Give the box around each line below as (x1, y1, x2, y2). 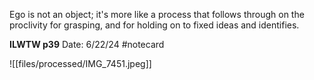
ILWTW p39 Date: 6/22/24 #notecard (9, 39, 165, 50)
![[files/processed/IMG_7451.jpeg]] (9, 58, 152, 69)
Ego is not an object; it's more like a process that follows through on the (9, 9, 305, 20)
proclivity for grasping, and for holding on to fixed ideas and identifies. (9, 19, 300, 31)
